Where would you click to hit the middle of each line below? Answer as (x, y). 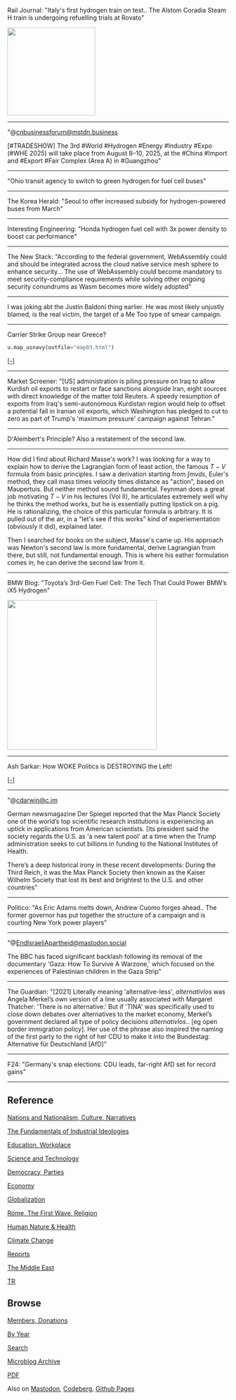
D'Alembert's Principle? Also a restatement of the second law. (97, 439)
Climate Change (31, 1240)
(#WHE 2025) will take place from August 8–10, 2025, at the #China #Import (117, 153)
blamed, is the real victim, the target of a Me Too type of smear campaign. (114, 314)
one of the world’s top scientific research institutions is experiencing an (111, 821)
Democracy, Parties (36, 1172)
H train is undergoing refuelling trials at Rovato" (76, 18)
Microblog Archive (34, 1361)
